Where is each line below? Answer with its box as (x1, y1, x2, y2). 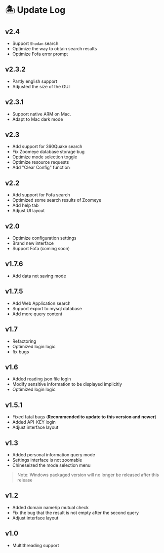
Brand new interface (12, 240, 54, 246)
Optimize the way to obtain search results (12, 46, 97, 51)
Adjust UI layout (12, 208, 45, 214)
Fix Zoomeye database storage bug (12, 149, 85, 155)
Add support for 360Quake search (12, 144, 82, 149)
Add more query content (12, 311, 63, 317)
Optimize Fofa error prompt (12, 51, 68, 57)
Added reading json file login (12, 376, 71, 382)
